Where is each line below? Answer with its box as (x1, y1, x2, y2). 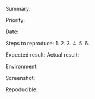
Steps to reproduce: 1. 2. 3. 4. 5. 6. (5, 40, 90, 47)
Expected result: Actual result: (5, 51, 80, 58)
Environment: (5, 63, 38, 70)
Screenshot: (5, 75, 36, 81)
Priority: (5, 17, 25, 23)
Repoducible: (5, 86, 38, 93)
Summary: (5, 5, 31, 12)
